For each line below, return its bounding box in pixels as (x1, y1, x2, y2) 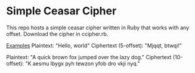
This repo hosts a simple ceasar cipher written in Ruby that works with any (6, 24, 190, 31)
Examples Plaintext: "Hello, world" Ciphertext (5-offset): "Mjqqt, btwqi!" (6, 42, 182, 49)
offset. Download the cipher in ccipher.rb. (6, 30, 109, 37)
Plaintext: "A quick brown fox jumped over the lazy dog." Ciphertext (6, 53, 172, 60)
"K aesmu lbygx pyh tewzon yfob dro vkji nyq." (25, 60, 140, 67)
